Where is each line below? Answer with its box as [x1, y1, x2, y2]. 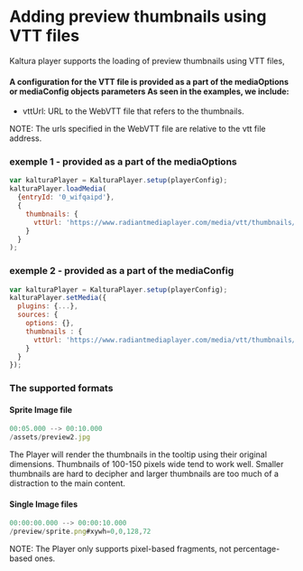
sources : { [17, 310, 59, 320]
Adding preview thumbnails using [9, 6, 267, 27]
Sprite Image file [9, 404, 73, 415]
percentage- [233, 544, 280, 555]
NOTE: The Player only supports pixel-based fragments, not [9, 544, 232, 555]
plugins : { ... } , [17, 302, 78, 311]
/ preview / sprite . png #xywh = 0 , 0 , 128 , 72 [9, 527, 151, 537]
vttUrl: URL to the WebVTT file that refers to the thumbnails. [22, 106, 245, 117]
